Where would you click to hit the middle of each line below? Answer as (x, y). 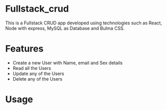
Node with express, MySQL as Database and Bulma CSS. (65, 28)
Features (24, 49)
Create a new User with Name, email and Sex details (68, 63)
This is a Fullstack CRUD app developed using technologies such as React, (84, 23)
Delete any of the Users (37, 79)
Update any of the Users (38, 74)
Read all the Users (32, 68)
